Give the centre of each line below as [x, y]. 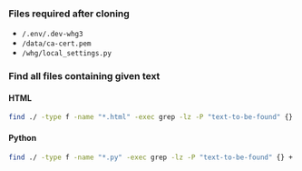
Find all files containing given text [84, 76]
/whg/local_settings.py [67, 54]
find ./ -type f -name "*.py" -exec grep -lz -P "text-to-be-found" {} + [151, 157]
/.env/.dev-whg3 [52, 35]
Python [23, 137]
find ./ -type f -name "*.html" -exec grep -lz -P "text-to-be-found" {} [151, 117]
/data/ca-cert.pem [56, 44]
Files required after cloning [69, 14]
